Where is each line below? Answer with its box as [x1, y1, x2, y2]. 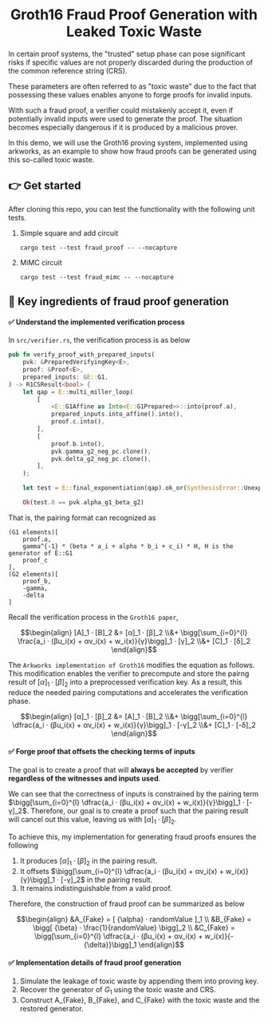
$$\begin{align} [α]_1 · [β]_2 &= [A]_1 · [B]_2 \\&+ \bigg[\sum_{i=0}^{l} [20, 711, 248, 721]
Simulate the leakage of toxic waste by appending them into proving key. [19, 976, 259, 986]
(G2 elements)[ [8, 570, 59, 578]
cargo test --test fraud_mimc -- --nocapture [19, 273, 174, 281]
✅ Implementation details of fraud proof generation [8, 958, 182, 967]
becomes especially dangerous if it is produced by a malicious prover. [8, 122, 238, 132]
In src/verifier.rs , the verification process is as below [8, 336, 191, 345]
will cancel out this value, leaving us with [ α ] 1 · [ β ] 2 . [8, 814, 177, 826]
